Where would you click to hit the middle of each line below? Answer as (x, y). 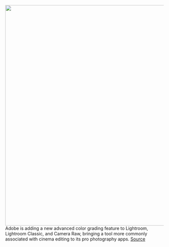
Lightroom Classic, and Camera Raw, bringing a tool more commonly (76, 234)
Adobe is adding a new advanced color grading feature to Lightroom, (77, 228)
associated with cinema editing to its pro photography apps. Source (75, 239)
